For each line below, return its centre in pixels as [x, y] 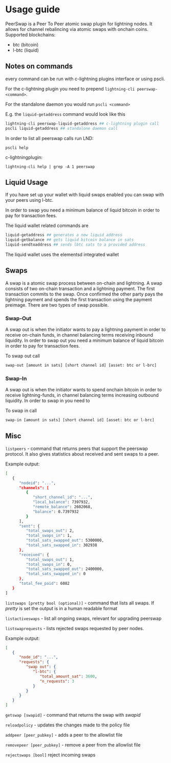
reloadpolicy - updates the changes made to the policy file [68, 725]
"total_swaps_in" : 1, [49, 536]
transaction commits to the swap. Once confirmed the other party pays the [84, 294]
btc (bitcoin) [26, 44]
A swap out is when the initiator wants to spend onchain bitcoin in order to [84, 390]
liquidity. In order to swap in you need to [48, 401]
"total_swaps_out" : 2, [50, 531]
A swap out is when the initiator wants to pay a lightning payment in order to [85, 330]
